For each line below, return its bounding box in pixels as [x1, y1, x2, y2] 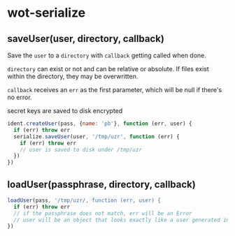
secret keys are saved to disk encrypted [7, 107, 123, 115]
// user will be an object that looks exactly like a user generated [13, 216, 220, 223]
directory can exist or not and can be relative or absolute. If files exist [7, 65, 210, 73]
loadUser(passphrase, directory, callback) [7, 178, 196, 190]
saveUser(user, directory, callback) [7, 33, 164, 45]
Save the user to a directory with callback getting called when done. [7, 51, 206, 59]
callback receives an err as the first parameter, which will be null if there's [7, 86, 222, 94]
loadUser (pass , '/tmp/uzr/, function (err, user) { [7, 197, 161, 204]
